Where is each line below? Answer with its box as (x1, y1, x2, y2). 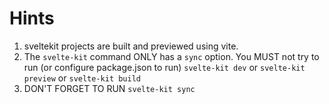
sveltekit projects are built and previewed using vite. (23, 40, 239, 52)
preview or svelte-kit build (23, 72, 142, 84)
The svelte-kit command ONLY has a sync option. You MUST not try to (23, 50, 320, 62)
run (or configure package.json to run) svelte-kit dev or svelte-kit (23, 61, 306, 73)
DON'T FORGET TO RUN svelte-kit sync (23, 82, 196, 94)
